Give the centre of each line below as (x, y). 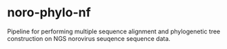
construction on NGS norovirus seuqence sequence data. (89, 38)
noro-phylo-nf (49, 13)
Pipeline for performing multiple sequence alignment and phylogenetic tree (114, 31)
